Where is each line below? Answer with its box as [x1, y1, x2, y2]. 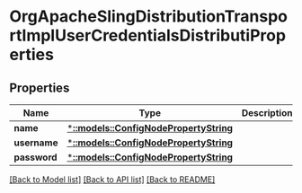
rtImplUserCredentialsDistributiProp [9, 25, 286, 46]
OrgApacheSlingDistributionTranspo [9, 6, 289, 27]
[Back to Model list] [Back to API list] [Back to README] [9, 174, 216, 185]
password [13, 151, 58, 163]
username [13, 136, 58, 149]
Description [241, 107, 293, 118]
